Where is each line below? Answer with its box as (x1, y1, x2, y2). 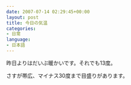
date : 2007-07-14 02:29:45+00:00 (6, 8, 90, 15)
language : (6, 37, 31, 42)
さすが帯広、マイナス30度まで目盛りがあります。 (6, 72, 128, 79)
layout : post (6, 14, 39, 20)
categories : (6, 25, 36, 32)
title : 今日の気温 (6, 20, 48, 26)
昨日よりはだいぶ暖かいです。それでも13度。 (6, 59, 116, 66)
